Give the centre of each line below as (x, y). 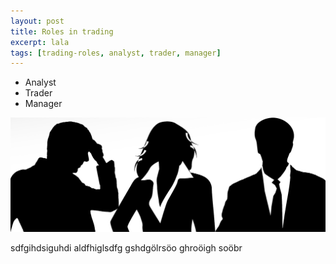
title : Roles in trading (62, 31)
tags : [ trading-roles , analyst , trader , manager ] (116, 53)
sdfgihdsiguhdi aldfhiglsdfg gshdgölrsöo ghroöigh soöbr (126, 247)
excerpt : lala (40, 42)
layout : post (37, 21)
